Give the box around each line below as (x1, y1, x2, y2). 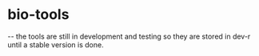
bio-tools (7, 6, 70, 24)
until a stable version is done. (7, 39, 105, 49)
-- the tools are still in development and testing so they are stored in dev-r (7, 32, 251, 41)
